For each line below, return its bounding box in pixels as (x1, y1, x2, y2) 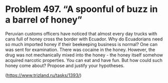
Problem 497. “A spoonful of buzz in (5, 3, 158, 15)
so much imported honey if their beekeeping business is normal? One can (5, 41, 158, 47)
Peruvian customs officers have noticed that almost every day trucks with (5, 30, 157, 36)
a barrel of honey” (5, 14, 83, 25)
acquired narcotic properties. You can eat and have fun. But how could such (5, 57, 163, 63)
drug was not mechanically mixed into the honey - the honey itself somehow (5, 51, 163, 58)
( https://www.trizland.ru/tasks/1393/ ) (5, 72, 82, 78)
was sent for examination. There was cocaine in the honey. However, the (5, 46, 155, 52)
